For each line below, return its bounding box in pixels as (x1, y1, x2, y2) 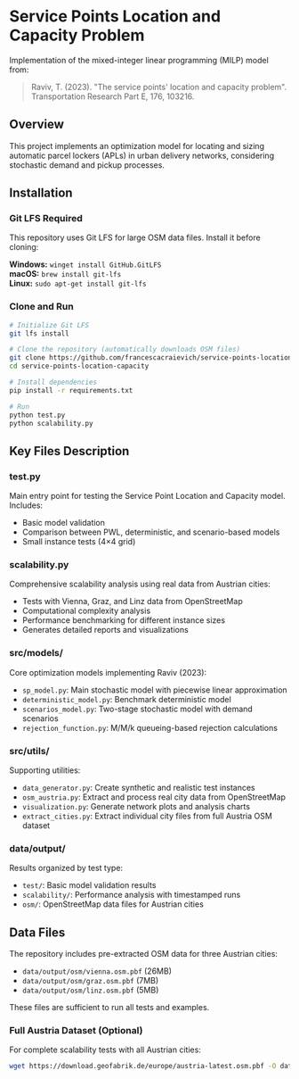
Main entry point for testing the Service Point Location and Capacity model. (9, 491, 287, 502)
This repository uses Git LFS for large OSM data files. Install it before (9, 232, 261, 243)
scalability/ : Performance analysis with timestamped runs (21, 890, 241, 901)
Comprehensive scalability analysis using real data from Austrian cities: (9, 578, 271, 590)
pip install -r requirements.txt (9, 386, 133, 394)
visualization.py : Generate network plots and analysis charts (21, 801, 251, 812)
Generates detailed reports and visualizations (21, 625, 189, 635)
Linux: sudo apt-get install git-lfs (9, 278, 147, 289)
